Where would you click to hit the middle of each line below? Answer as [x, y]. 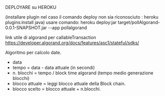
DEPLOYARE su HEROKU [31, 7]
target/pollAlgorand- [139, 22]
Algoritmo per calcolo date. [33, 53]
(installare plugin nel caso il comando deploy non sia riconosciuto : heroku [82, 17]
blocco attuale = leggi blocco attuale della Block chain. [69, 83]
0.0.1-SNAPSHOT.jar [26, 28]
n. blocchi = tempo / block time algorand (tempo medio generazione [83, 73]
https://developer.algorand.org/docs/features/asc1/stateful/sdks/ [72, 43]
